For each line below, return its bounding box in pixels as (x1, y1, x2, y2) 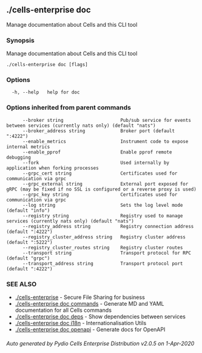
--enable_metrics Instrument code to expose (22, 138, 189, 144)
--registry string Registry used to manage (22, 212, 183, 219)
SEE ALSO (6, 280, 37, 288)
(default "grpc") (6, 255, 50, 261)
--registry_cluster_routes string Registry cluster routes (22, 244, 183, 250)
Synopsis (6, 36, 35, 44)
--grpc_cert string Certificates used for (22, 170, 178, 176)
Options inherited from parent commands (6, 103, 132, 112)
